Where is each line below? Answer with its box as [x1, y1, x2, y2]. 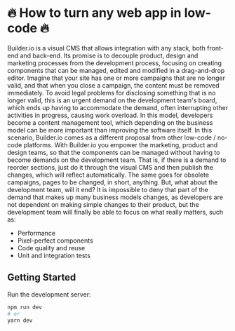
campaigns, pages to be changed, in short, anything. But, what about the [7, 177, 218, 187]
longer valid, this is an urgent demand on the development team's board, [7, 96, 217, 104]
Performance [17, 229, 56, 237]
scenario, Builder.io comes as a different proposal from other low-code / [7, 133, 216, 142]
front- [206, 43, 224, 52]
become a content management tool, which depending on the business [7, 118, 213, 127]
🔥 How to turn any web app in [7, 5, 182, 21]
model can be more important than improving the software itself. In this [7, 126, 213, 134]
